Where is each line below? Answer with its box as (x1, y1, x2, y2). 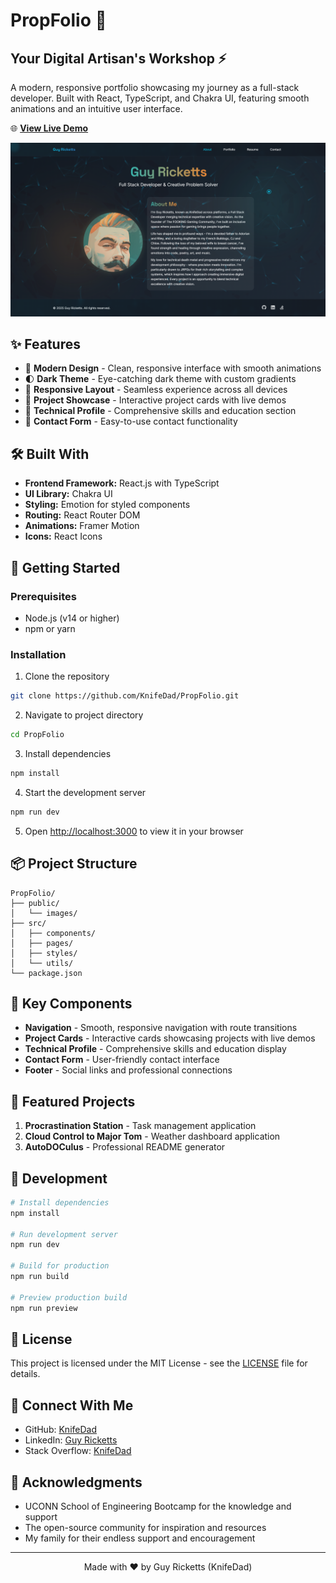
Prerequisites (10, 589, 77, 603)
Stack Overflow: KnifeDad (24, 1445, 132, 1457)
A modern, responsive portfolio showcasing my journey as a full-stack (10, 82, 300, 93)
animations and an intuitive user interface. (10, 103, 183, 114)
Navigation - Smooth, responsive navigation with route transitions (24, 1022, 298, 1034)
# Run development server (10, 1229, 118, 1239)
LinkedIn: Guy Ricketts (24, 1434, 118, 1446)
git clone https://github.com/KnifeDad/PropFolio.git (10, 691, 240, 701)
